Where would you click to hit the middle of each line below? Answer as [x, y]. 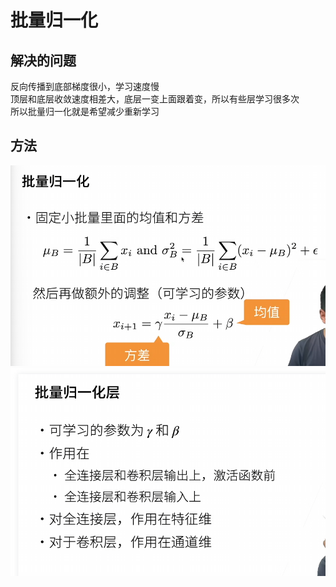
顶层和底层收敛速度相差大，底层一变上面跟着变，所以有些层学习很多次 [155, 99]
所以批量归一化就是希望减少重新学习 [85, 111]
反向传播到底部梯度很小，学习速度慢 [85, 86]
